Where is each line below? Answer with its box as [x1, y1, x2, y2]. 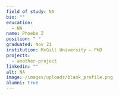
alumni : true [6, 80, 39, 86]
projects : [6, 53, 31, 58]
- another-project [11, 58, 58, 64]
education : [6, 19, 33, 25]
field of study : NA [6, 8, 55, 15]
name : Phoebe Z [6, 31, 44, 37]
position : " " [6, 36, 42, 42]
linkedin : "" [6, 63, 39, 70]
